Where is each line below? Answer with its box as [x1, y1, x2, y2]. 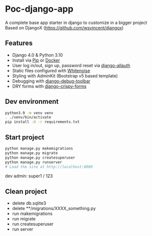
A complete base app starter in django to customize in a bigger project [5, 20, 148, 25]
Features [5, 39, 33, 47]
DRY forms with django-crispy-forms [12, 83, 87, 89]
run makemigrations [12, 211, 53, 216]
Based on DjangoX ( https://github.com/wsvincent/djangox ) [5, 24, 124, 30]
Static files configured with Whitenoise [12, 68, 90, 73]
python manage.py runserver [5, 160, 63, 165]
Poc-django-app [5, 3, 74, 15]
